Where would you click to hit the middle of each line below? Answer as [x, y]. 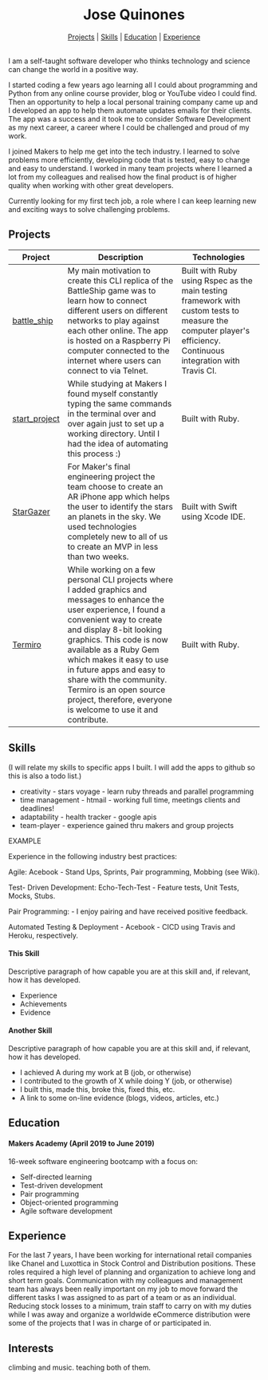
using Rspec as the [217, 280]
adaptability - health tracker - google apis [88, 817]
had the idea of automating [118, 443]
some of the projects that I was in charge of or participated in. [110, 1323]
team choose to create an [115, 486]
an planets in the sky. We [114, 516]
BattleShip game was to [112, 290]
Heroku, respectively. [43, 935]
